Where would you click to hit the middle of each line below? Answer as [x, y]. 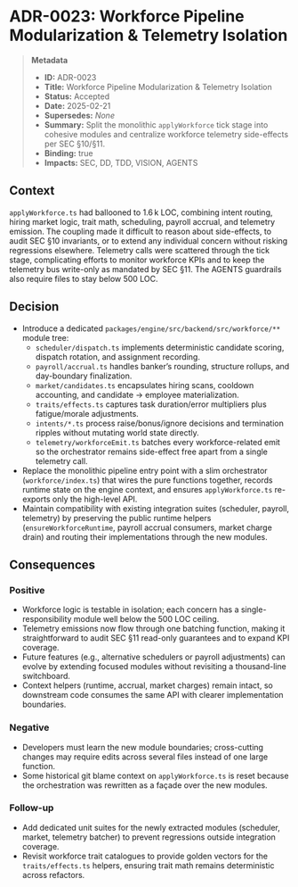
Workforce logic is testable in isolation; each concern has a [130, 609]
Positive [27, 590]
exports [36, 499]
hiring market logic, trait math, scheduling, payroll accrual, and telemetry [142, 221]
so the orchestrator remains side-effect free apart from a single [152, 452]
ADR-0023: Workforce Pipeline [127, 17]
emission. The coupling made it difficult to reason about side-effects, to [141, 231]
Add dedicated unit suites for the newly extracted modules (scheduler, [151, 827]
